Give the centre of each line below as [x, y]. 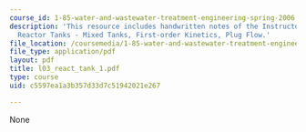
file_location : [38, 43]
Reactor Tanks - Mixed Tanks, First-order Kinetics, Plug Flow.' [144, 35]
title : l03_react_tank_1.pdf [65, 69]
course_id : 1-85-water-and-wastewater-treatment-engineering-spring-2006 [153, 18]
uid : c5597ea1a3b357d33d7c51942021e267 [85, 86]
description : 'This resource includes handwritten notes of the [134, 26]
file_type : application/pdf [63, 52]
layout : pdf [32, 60]
